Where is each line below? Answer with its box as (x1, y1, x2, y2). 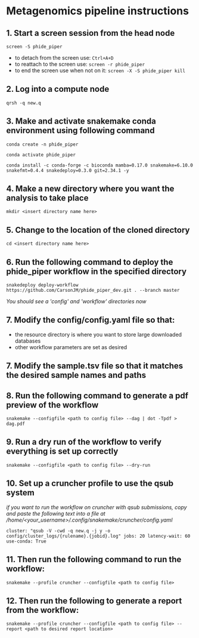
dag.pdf (6, 421, 26, 427)
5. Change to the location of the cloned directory (6, 225, 190, 235)
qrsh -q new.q (6, 100, 42, 106)
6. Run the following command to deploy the (6, 257, 173, 267)
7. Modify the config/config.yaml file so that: (6, 315, 175, 325)
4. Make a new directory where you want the (6, 184, 175, 194)
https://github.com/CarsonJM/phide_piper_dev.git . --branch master (6, 288, 180, 294)
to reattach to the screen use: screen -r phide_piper (14, 61, 145, 67)
